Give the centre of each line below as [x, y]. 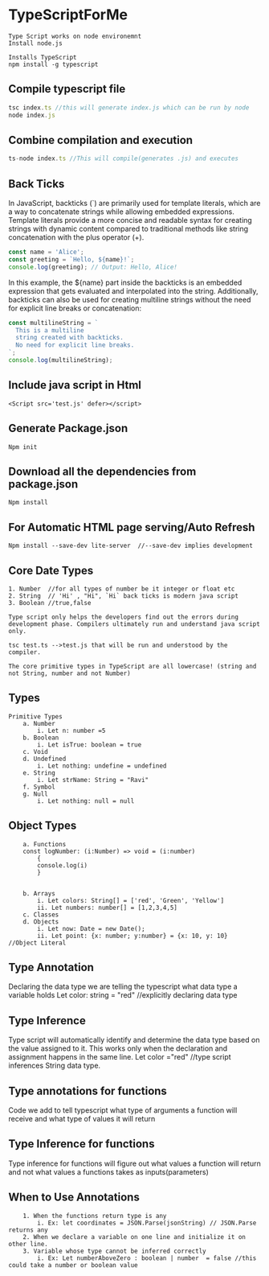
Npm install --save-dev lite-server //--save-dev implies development [130, 546]
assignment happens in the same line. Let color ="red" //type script [120, 1057]
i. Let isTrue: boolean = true [90, 745]
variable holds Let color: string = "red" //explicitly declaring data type [123, 995]
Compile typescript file [67, 89]
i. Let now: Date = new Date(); [92, 928]
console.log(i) [63, 865]
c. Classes [41, 915]
